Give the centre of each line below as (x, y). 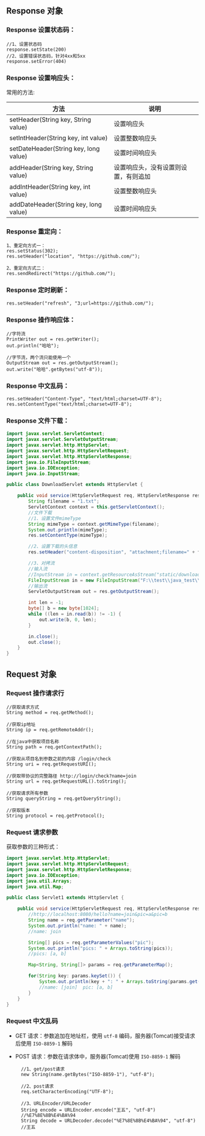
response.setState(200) (37, 50)
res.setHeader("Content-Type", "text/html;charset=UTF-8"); (85, 399)
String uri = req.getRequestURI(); (52, 764)
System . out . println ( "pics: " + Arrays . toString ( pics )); (101, 948)
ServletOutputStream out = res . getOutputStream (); (94, 592)
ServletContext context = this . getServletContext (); (97, 507)
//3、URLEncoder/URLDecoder (56, 1103)
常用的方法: (21, 92)
